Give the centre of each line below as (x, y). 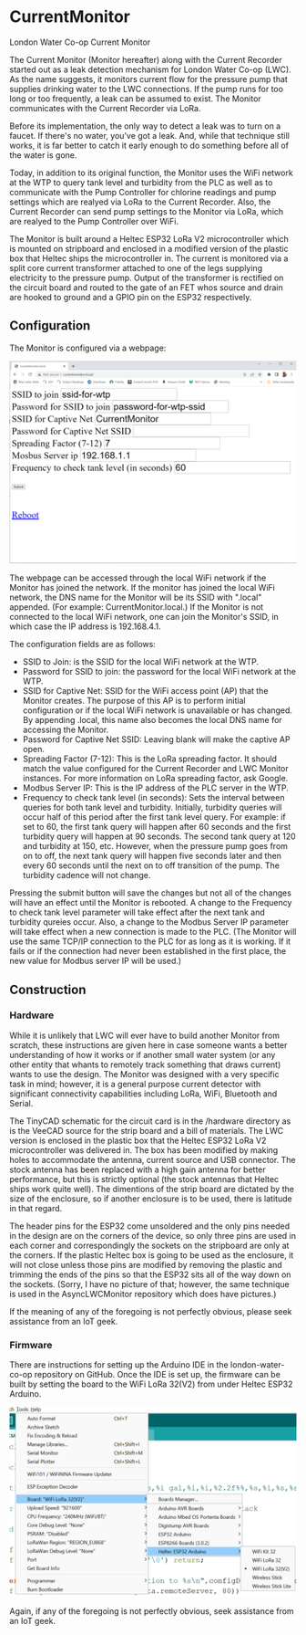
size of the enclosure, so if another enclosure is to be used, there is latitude (151, 1199)
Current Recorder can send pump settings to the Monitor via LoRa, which (147, 211)
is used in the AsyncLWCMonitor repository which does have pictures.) (143, 1294)
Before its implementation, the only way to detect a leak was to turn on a (145, 126)
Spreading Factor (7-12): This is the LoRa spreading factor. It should (150, 759)
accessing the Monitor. (66, 730)
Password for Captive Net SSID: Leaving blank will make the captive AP (156, 739)
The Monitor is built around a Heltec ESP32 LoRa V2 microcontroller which (149, 238)
